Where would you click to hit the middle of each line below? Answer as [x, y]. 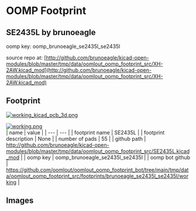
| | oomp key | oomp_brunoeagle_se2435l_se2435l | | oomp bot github [106, 157]
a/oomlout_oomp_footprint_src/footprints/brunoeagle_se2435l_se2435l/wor [97, 176]
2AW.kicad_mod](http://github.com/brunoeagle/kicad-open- [79, 70]
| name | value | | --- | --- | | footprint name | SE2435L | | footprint [85, 132]
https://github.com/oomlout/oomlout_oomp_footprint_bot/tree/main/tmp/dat [97, 170]
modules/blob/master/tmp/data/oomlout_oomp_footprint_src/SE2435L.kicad [98, 151]
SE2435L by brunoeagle [51, 32]
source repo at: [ [26, 58]
